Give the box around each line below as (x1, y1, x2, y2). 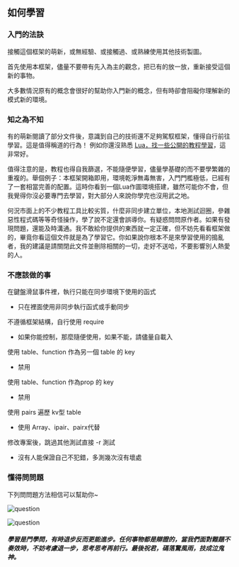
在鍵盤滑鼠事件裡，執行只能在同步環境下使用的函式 (7, 288, 156, 296)
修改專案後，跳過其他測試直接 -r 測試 (7, 438, 115, 447)
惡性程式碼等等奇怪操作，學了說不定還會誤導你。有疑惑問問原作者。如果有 (7, 215, 224, 223)
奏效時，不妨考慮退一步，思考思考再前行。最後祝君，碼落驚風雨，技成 (7, 544, 212, 553)
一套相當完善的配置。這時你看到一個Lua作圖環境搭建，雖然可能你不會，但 (13, 182, 229, 191)
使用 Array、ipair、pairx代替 (17, 423, 100, 432)
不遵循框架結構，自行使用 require (7, 318, 105, 326)
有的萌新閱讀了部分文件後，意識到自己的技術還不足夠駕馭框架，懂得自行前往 (7, 132, 231, 140)
